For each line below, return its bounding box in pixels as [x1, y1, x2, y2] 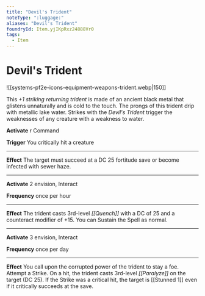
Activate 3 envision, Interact [6, 233, 78, 241]
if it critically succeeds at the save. [6, 282, 93, 290]
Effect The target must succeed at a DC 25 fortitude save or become [6, 156, 179, 164]
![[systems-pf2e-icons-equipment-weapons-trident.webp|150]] [6, 84, 167, 91]
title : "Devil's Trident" [6, 9, 72, 15]
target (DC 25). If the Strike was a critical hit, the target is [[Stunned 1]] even [6, 276, 198, 283]
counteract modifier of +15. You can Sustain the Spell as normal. [6, 216, 168, 223]
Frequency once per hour [6, 192, 71, 199]
